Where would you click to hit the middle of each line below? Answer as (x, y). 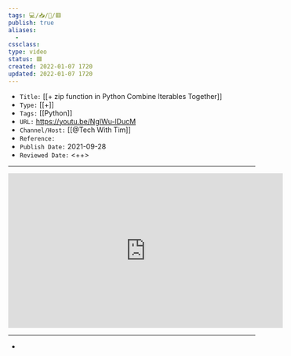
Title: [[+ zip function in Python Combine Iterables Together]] (121, 96)
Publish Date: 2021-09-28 (63, 146)
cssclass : (24, 45)
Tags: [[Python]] (46, 113)
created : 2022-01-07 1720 (50, 67)
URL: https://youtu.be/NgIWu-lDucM (78, 121)
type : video (27, 52)
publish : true (31, 23)
